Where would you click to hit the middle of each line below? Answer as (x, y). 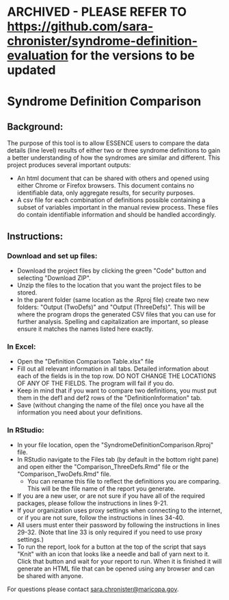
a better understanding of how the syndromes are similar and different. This (114, 158)
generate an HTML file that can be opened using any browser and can (116, 568)
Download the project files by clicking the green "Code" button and (111, 271)
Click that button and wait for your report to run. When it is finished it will (119, 562)
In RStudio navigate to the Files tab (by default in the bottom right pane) (118, 460)
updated (31, 70)
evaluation (38, 56)
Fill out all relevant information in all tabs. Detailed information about (113, 369)
